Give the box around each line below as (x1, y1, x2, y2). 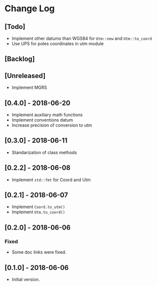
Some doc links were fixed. (11, 249, 67, 255)
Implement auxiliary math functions (11, 112, 83, 118)
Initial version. (11, 276, 40, 282)
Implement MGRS (11, 84, 47, 91)
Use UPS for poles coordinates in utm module (11, 41, 104, 47)
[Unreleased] (4, 72, 46, 80)
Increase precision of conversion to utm (11, 122, 92, 128)
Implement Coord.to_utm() (11, 204, 66, 210)
